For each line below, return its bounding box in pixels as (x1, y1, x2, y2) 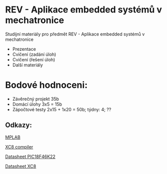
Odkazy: (5, 121, 32, 130)
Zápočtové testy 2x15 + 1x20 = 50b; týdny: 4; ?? (12, 106, 111, 112)
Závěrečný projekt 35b (12, 96, 59, 102)
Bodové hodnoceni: (5, 79, 88, 91)
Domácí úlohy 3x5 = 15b (12, 101, 62, 107)
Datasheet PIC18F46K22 (5, 154, 56, 160)
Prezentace (12, 46, 36, 52)
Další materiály (12, 62, 43, 68)
